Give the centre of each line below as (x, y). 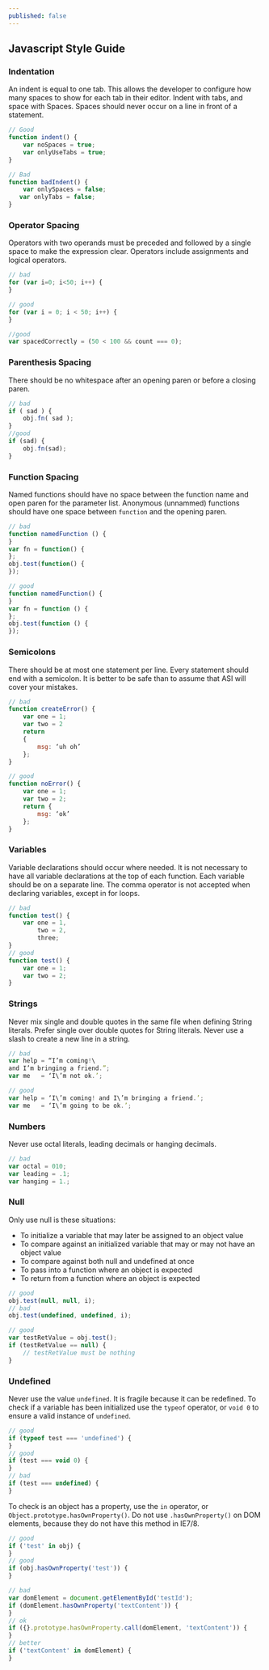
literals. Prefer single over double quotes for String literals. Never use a (126, 1030)
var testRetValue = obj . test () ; (63, 1338)
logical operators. (38, 260)
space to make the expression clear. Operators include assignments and (128, 252)
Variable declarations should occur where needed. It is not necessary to (128, 867)
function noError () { (45, 784)
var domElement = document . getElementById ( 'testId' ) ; (101, 1598)
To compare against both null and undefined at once (107, 1261)
